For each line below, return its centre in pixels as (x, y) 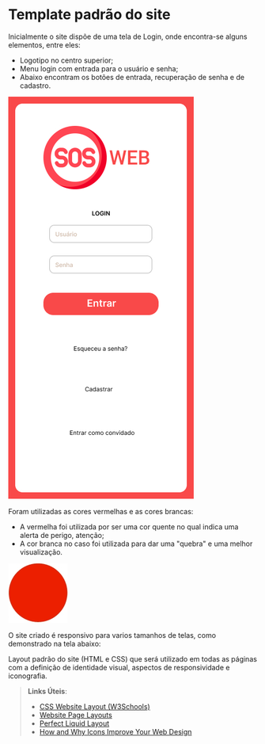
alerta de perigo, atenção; (62, 535)
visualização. (41, 551)
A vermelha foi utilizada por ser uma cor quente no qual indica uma (129, 527)
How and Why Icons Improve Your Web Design (115, 731)
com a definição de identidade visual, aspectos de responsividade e (119, 667)
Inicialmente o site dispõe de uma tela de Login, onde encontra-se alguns (128, 36)
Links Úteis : (47, 691)
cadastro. (35, 86)
